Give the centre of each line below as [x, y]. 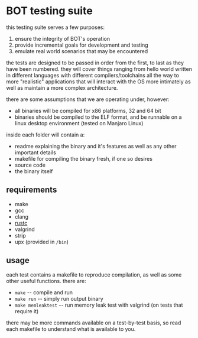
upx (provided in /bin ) [42, 242]
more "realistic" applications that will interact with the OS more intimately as [98, 82]
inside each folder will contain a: [46, 135]
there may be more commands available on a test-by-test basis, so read [94, 323]
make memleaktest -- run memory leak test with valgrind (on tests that [99, 305]
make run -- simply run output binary [59, 298]
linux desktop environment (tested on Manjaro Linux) [79, 123]
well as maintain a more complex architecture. [62, 87]
